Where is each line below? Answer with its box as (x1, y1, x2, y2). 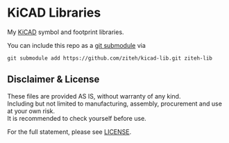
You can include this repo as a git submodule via (7, 41, 146, 49)
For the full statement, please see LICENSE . (7, 127, 132, 136)
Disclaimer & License (7, 74, 100, 85)
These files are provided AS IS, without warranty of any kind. (7, 92, 181, 100)
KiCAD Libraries (7, 5, 101, 21)
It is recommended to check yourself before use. (7, 114, 147, 122)
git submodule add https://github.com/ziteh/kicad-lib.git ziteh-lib (7, 54, 213, 62)
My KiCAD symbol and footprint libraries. (7, 28, 124, 36)
